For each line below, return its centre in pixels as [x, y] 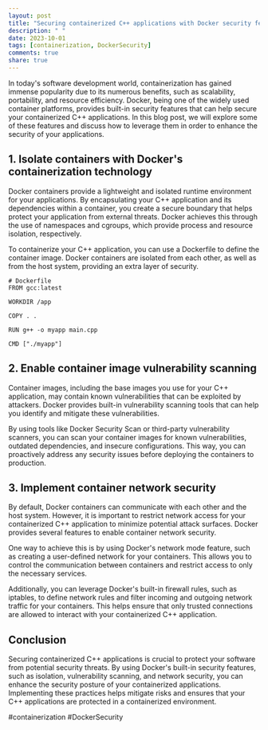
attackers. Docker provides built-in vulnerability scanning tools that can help [134, 404]
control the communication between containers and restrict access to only [130, 565]
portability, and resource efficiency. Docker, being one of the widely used [129, 100]
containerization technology [81, 172]
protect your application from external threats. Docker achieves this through [133, 216]
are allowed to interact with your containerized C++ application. [113, 615]
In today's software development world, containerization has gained [120, 83]
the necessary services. [48, 574]
